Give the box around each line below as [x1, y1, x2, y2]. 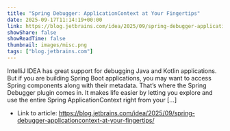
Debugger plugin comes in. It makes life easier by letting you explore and [7, 88, 214, 96]
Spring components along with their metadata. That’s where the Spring [7, 81, 207, 89]
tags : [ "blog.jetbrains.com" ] [7, 48, 94, 55]
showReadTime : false [7, 35, 66, 42]
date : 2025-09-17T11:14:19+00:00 [7, 16, 103, 23]
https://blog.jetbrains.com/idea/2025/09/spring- [58, 108, 195, 117]
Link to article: [16, 108, 57, 117]
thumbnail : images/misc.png [7, 42, 88, 48]
